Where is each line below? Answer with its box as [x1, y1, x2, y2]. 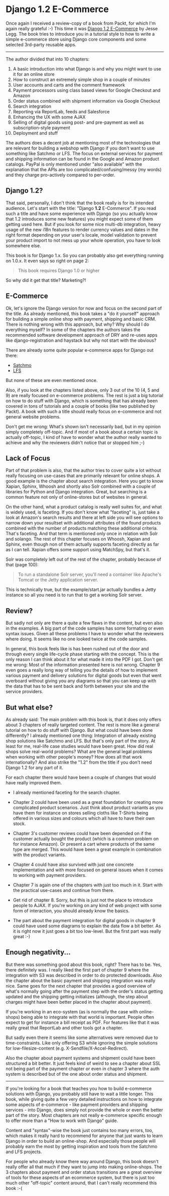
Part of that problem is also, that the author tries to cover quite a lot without [6, 467, 161, 474]
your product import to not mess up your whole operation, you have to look [6, 237, 161, 243]
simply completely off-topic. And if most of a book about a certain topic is [6, 429, 158, 435]
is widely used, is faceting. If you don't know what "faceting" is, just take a [6, 509, 160, 515]
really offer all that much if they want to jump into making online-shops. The [6, 1164, 162, 1170]
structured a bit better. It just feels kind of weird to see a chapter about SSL [6, 1060, 161, 1066]
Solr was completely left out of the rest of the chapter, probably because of [6, 556, 161, 562]
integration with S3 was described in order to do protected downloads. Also [6, 972, 162, 978]
